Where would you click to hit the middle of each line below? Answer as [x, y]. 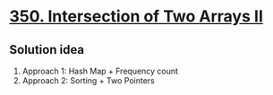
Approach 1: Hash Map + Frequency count [100, 71]
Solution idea [47, 50]
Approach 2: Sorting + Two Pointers [88, 81]
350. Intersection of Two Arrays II [136, 17]
